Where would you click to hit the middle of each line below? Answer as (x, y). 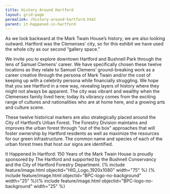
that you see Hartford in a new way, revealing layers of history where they (82, 86)
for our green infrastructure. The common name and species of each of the (84, 139)
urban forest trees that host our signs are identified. (59, 144)
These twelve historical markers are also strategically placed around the (81, 118)
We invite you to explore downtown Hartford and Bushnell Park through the (84, 59)
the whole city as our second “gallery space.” (53, 49)
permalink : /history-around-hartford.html (51, 19)
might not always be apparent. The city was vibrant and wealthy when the (82, 91)
